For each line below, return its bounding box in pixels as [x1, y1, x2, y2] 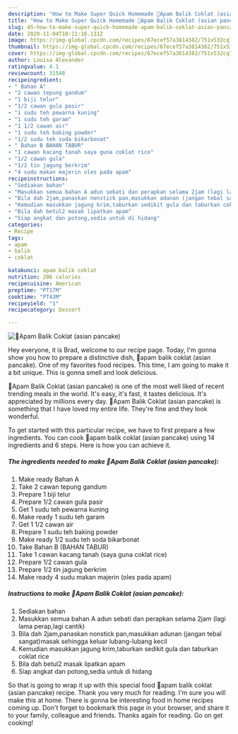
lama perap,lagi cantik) [18, 622, 85, 631]
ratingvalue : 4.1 [8, 63, 59, 70]
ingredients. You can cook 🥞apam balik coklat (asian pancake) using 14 [8, 434, 215, 442]
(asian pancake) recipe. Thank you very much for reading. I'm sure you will [8, 689, 226, 697]
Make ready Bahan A [18, 475, 80, 484]
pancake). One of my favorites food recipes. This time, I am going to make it [8, 361, 229, 369]
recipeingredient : [8, 76, 62, 84]
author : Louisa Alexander [8, 57, 84, 64]
